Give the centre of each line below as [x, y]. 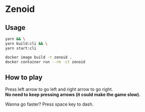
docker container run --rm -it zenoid [45, 62]
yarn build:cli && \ [27, 43]
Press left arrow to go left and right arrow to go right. [59, 89]
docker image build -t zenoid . [38, 57]
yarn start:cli [21, 48]
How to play [24, 77]
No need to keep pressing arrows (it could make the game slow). [73, 95]
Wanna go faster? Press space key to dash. [49, 104]
